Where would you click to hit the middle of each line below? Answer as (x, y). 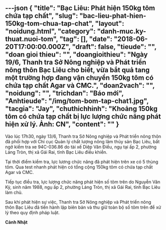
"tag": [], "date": (86, 39)
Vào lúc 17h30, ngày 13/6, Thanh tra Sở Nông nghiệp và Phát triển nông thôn (83, 136)
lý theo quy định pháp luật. (32, 212)
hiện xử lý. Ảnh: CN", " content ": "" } (62, 124)
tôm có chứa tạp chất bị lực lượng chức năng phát (83, 117)
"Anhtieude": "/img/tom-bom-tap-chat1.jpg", (77, 101)
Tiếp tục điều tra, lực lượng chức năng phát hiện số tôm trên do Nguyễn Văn (83, 182)
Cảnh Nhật (16, 222)
